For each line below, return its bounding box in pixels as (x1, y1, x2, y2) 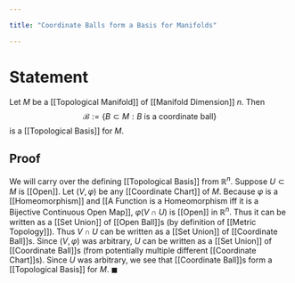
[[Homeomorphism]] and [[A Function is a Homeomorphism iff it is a (9, 196, 259, 206)
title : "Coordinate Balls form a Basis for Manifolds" (9, 20, 217, 29)
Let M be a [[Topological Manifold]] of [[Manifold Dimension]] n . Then (9, 96, 266, 107)
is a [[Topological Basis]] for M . (9, 125, 125, 136)
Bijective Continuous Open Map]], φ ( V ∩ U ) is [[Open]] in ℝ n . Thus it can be (9, 206, 287, 217)
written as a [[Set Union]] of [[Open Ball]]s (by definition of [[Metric (9, 216, 257, 227)
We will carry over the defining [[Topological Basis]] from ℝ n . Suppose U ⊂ (9, 174, 285, 187)
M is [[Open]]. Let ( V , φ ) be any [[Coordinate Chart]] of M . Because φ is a (9, 186, 279, 197)
